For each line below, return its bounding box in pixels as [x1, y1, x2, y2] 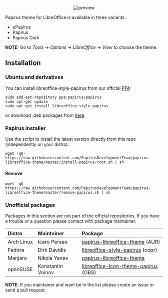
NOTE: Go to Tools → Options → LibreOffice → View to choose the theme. [5, 44, 157, 50]
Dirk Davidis [37, 247, 66, 254]
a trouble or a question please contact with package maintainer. [5, 218, 136, 224]
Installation [5, 59, 41, 67]
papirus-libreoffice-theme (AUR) [81, 239, 160, 246]
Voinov [37, 269, 54, 276]
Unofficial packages [5, 202, 55, 209]
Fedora [7, 247, 24, 254]
